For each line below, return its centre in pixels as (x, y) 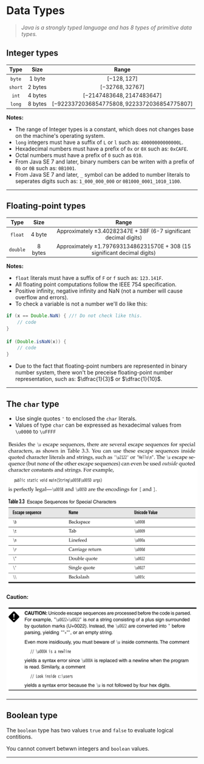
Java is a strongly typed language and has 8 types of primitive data (107, 27)
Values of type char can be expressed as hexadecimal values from (98, 425)
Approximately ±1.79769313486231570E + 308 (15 (124, 246)
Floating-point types (46, 206)
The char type (33, 404)
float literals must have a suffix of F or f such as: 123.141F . (89, 278)
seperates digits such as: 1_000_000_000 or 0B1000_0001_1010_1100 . (98, 181)
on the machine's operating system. (60, 135)
